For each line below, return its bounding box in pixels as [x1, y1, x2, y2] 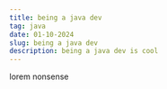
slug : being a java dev [9, 38, 99, 48]
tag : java [9, 22, 47, 31]
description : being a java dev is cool [9, 47, 159, 56]
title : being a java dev [9, 13, 102, 22]
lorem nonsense [9, 71, 69, 82]
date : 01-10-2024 [9, 30, 75, 39]
